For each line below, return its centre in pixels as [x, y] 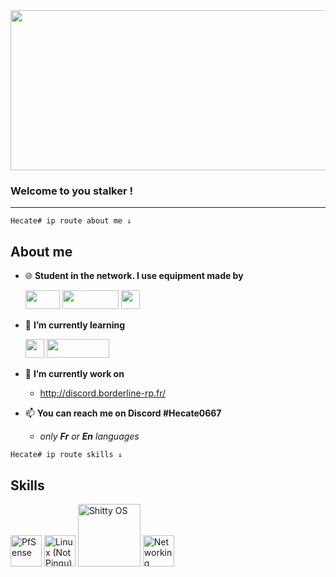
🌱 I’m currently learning [75, 325]
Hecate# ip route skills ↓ [66, 455]
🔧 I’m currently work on [74, 374]
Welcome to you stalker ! [72, 191]
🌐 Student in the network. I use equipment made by [134, 276]
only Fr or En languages [89, 436]
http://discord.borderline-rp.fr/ [103, 393]
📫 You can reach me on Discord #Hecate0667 [123, 413]
